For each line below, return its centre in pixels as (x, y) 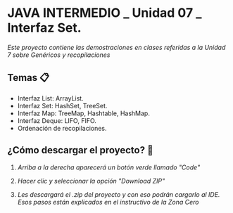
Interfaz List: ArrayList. (50, 98)
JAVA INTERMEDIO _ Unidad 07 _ (105, 13)
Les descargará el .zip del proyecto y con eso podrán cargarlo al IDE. (119, 194)
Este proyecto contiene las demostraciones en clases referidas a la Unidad (116, 47)
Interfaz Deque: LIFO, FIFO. (57, 120)
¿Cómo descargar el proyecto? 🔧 (80, 150)
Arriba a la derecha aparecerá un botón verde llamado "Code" (109, 167)
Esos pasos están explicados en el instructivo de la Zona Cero (108, 202)
